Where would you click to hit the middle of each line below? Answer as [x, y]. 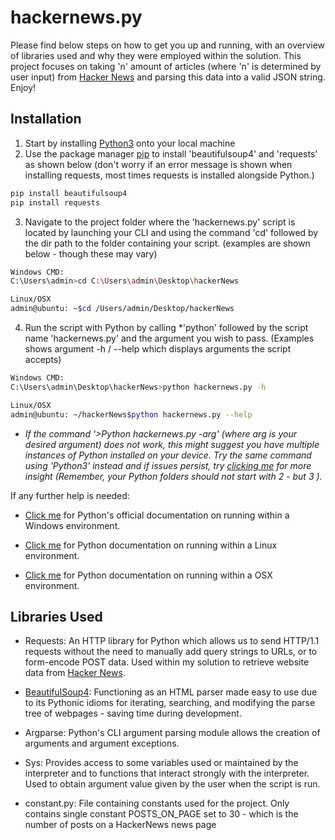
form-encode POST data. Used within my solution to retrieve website [167, 662]
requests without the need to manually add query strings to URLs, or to [171, 652]
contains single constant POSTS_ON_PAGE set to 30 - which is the [161, 814]
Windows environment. [72, 525]
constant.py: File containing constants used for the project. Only [157, 803]
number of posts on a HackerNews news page [120, 825]
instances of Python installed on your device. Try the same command [168, 455]
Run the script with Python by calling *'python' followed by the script [166, 327]
